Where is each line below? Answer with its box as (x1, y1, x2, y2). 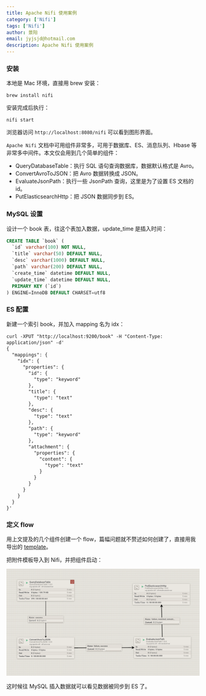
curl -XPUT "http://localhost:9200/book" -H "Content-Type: (6, 333, 164, 340)
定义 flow (6, 520, 34, 529)
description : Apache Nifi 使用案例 (6, 42, 94, 48)
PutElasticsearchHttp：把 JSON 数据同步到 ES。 (15, 193, 138, 201)
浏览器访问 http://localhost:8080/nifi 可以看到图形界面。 (6, 129, 156, 136)
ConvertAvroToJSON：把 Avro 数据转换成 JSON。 (15, 170, 142, 177)
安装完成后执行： (6, 104, 50, 112)
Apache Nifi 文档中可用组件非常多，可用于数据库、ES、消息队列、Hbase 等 (6, 142, 197, 149)
